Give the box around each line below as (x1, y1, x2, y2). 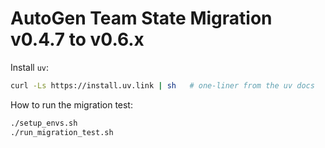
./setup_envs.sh (10, 118, 78, 128)
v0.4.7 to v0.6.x (10, 28, 145, 51)
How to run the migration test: (10, 98, 133, 111)
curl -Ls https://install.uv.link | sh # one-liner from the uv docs (10, 80, 315, 91)
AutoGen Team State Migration (10, 7, 273, 30)
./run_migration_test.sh (10, 127, 114, 137)
